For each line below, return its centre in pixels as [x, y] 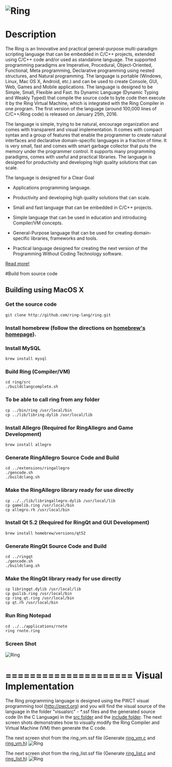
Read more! [17, 264]
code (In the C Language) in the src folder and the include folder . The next [84, 717]
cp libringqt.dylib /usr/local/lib [43, 589]
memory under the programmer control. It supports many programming [80, 151]
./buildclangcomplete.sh [32, 387]
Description [31, 35]
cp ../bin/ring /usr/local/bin [39, 410]
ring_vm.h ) [16, 743]
